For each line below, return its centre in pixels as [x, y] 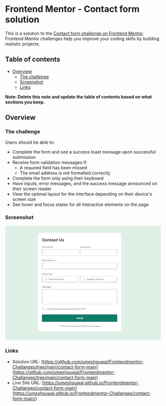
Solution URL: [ [27, 361]
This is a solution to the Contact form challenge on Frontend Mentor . [75, 33]
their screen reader [32, 189]
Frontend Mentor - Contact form [72, 9]
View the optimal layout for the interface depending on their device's [82, 194]
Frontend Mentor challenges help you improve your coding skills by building [82, 39]
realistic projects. [23, 44]
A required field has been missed [53, 168]
